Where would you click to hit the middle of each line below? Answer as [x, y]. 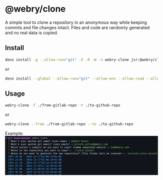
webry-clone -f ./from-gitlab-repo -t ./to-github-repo [63, 105]
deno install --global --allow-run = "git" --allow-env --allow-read [75, 79]
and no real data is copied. [32, 33]
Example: [14, 133]
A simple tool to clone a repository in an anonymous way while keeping [76, 22]
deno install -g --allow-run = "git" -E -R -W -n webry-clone [67, 60]
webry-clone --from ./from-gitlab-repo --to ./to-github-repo [69, 124]
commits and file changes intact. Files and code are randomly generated [77, 27]
